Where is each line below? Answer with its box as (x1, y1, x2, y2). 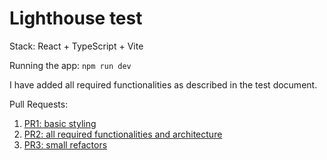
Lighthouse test (9, 7, 143, 30)
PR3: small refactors (23, 138, 108, 151)
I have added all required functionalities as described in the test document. (9, 78, 318, 91)
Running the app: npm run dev (9, 59, 132, 71)
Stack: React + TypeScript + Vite (9, 40, 144, 52)
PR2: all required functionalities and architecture (23, 128, 223, 140)
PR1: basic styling (23, 117, 97, 129)
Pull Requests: (9, 98, 69, 110)
